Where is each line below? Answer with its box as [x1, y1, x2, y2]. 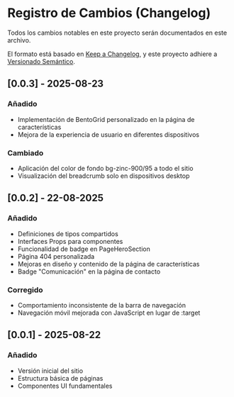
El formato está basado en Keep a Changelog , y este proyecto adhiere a [7, 50, 218, 58]
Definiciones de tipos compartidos [17, 229, 118, 238]
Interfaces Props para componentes [17, 237, 123, 245]
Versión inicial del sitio [17, 367, 84, 375]
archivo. [7, 35, 31, 44]
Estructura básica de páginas [17, 374, 104, 382]
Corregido [7, 285, 44, 295]
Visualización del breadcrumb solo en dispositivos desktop [17, 172, 190, 180]
